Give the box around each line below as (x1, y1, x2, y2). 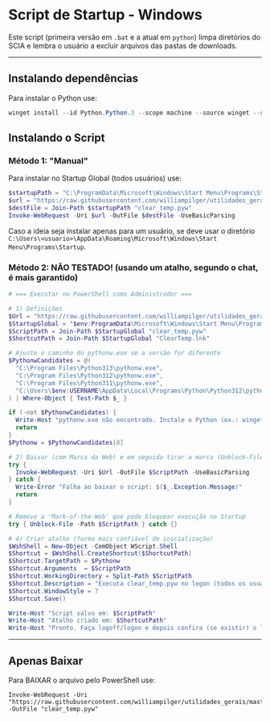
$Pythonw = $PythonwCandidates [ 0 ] (8, 438, 125, 446)
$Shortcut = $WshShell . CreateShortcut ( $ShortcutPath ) (8, 549, 193, 557)
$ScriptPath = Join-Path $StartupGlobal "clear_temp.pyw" (8, 327, 207, 335)
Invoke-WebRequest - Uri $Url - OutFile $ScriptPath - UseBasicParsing (15, 468, 250, 476)
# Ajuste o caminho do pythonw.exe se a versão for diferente (8, 349, 221, 358)
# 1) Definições (8, 305, 63, 313)
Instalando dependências (8, 72, 139, 85)
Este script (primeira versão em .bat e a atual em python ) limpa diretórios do (8, 32, 261, 42)
